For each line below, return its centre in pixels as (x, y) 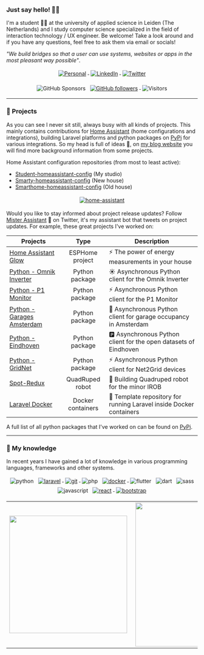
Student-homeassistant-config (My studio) (69, 174)
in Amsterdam (129, 324)
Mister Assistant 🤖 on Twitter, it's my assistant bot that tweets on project (97, 220)
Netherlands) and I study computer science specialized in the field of (93, 29)
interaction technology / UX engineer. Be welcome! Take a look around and (100, 36)
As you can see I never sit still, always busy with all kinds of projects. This (99, 124)
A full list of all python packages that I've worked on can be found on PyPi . (100, 426)
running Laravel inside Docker (151, 404)
